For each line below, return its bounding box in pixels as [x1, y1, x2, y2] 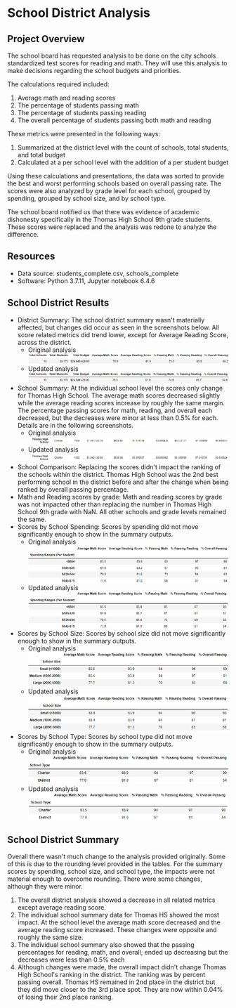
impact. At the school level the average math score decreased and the [17, 918, 221, 927]
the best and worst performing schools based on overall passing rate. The [7, 179, 222, 188]
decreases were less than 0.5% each [17, 955, 125, 964]
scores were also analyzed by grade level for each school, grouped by [7, 187, 211, 195]
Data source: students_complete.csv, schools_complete [17, 269, 179, 277]
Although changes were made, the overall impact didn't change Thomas [17, 963, 227, 971]
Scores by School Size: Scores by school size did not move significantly [17, 629, 226, 637]
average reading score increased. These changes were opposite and [17, 926, 217, 934]
